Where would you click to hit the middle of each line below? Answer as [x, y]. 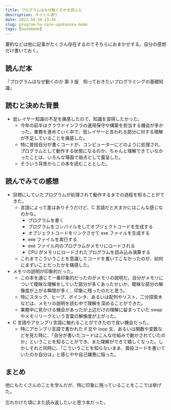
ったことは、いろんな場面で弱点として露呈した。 [72, 157]
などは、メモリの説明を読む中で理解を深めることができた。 [83, 303]
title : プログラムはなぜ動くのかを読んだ [44, 10]
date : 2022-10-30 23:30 [31, 19]
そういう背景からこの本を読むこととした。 [65, 164]
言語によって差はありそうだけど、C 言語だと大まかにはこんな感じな [92, 207]
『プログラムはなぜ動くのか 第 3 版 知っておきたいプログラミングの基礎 [82, 81]
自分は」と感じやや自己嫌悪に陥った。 [78, 354]
